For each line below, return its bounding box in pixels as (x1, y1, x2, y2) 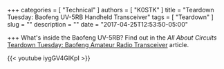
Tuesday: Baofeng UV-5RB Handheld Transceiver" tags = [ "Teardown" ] (7, 13, 214, 21)
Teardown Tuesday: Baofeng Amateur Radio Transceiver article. (7, 41, 189, 49)
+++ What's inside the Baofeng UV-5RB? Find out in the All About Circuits (7, 33, 217, 42)
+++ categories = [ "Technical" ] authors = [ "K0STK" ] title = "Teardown (7, 6, 214, 14)
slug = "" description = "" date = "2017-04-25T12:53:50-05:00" (7, 20, 189, 28)
